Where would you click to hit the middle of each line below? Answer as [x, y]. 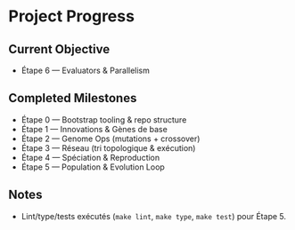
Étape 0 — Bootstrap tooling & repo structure [104, 119]
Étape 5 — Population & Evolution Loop [93, 167]
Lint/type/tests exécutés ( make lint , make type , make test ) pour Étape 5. [154, 216]
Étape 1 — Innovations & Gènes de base [94, 129]
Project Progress [72, 16]
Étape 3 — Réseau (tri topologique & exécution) [108, 147]
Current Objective [59, 49]
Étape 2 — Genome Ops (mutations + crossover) [111, 139]
